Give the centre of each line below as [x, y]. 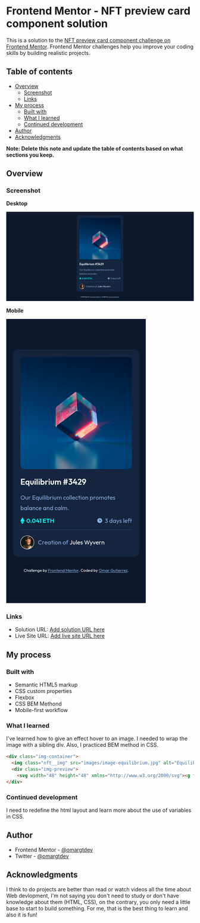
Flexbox [24, 698]
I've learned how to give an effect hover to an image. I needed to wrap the [97, 738]
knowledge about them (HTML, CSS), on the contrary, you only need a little [98, 902]
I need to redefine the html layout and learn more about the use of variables [99, 810]
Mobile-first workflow [41, 710]
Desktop [17, 204]
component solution [57, 24]
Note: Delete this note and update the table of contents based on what [95, 148]
